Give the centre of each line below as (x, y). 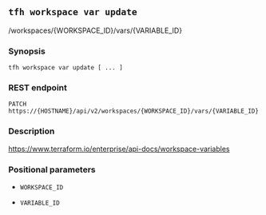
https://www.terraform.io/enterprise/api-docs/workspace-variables (119, 149)
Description (32, 131)
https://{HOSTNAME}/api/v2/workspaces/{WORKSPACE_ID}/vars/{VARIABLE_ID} (134, 111)
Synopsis (27, 51)
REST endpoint (38, 88)
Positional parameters (52, 169)
